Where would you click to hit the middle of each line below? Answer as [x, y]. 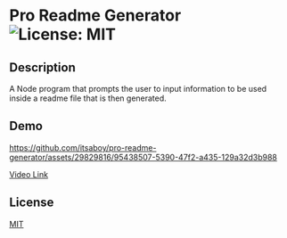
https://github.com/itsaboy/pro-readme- [83, 147]
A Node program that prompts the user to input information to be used [138, 89]
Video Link [29, 174]
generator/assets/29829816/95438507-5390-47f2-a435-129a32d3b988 [143, 157]
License [32, 203]
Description [42, 67]
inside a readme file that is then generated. [88, 98]
